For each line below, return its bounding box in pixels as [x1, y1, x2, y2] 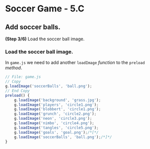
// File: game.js [5, 74, 41, 79]
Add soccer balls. [5, 23, 61, 31]
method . [5, 65, 22, 71]
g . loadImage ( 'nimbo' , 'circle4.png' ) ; [14, 121, 94, 126]
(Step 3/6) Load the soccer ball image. [5, 36, 85, 42]
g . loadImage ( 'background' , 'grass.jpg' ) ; [14, 97, 101, 102]
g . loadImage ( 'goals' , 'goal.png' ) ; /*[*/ [14, 130, 99, 135]
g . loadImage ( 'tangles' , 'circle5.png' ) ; [14, 125, 99, 130]
